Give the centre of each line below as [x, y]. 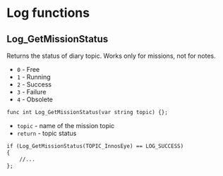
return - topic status [47, 133]
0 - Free [28, 69]
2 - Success [34, 84]
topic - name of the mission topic [66, 125]
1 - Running [34, 77]
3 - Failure [31, 92]
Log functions [48, 13]
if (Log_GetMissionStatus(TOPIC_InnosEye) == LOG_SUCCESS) [95, 146]
